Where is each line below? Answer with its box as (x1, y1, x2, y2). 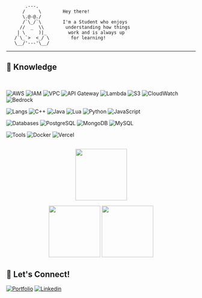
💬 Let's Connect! (6, 269, 70, 279)
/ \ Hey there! (22, 8, 90, 14)
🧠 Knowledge (6, 62, 57, 72)
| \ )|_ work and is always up (17, 29, 125, 36)
